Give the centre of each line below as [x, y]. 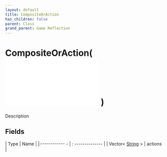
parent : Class [20, 24]
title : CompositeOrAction [32, 14]
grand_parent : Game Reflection [38, 28]
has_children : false [27, 19]
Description [17, 116]
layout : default [22, 10]
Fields [15, 132]
